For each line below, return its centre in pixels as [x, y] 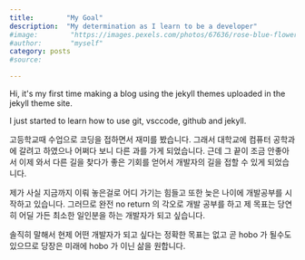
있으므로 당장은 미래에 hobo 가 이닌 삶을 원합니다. [98, 246]
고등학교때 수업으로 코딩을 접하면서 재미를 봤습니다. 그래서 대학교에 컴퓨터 [140, 140]
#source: [26, 60]
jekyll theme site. [41, 103]
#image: [24, 34]
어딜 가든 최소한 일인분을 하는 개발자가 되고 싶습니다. [112, 215]
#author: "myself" [56, 43]
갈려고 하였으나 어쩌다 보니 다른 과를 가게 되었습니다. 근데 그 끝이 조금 [142, 151]
